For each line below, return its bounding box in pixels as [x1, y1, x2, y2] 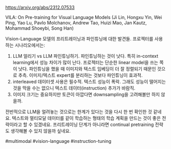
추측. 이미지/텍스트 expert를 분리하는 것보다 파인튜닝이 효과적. [18, 72, 143, 78]
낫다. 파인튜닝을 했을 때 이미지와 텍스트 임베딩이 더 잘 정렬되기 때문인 [18, 66, 156, 72]
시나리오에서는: [14, 42, 45, 48]
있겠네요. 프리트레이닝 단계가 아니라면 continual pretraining [34, 121, 154, 127]
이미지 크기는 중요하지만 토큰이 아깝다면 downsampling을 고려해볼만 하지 [12, 92, 160, 97]
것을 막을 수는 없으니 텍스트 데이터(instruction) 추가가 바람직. [12, 85, 136, 91]
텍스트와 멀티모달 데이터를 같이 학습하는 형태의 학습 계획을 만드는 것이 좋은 [12, 115, 161, 121]
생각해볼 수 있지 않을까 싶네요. [10, 128, 71, 134]
